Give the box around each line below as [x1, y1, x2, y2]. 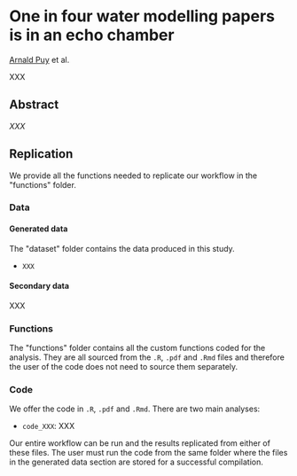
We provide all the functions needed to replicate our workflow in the [9, 170, 258, 181]
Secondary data [9, 281, 69, 292]
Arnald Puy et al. [9, 54, 70, 65]
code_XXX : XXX [21, 421, 75, 432]
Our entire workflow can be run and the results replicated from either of [9, 438, 270, 449]
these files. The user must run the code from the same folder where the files [9, 448, 288, 458]
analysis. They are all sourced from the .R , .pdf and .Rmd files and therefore [9, 352, 285, 363]
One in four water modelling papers [9, 6, 275, 27]
